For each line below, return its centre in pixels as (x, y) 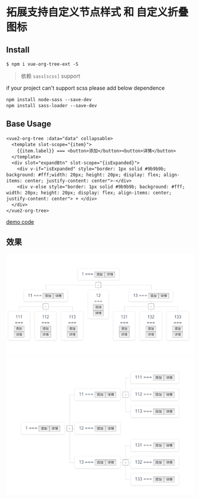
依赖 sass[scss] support (50, 76)
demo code (20, 221)
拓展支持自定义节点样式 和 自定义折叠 (97, 12)
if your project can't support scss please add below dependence (85, 88)
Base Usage (29, 124)
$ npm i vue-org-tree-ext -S (42, 64)
